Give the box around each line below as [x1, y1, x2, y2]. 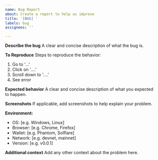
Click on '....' [12, 66, 37, 73]
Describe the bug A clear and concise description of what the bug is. [5, 43, 144, 48]
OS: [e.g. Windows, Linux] [12, 120, 65, 126]
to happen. [5, 92, 27, 97]
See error [12, 77, 32, 83]
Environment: [5, 110, 33, 116]
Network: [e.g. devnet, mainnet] [12, 135, 76, 141]
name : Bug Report [5, 7, 40, 12]
